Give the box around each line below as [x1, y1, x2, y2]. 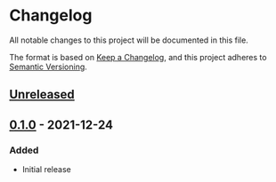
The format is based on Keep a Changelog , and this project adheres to [9, 51, 267, 62]
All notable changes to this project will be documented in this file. [9, 35, 249, 45]
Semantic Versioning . [9, 61, 87, 72]
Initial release [21, 164, 71, 175]
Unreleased [9, 87, 76, 102]
